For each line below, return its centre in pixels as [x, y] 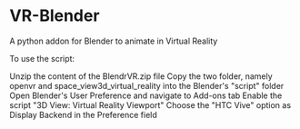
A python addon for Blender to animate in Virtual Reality [114, 41]
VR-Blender [55, 16]
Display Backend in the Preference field [83, 114]
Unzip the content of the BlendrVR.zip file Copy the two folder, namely [141, 76]
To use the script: [42, 58]
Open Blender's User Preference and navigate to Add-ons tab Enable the [146, 95]
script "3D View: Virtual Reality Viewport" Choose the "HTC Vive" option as [150, 104]
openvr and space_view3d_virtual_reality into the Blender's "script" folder [147, 85]
